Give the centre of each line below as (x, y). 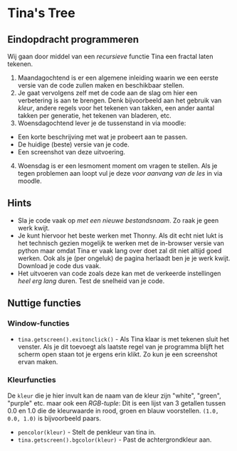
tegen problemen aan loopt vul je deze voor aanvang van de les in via (120, 173)
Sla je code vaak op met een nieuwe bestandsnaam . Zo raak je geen (118, 220)
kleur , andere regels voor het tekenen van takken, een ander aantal (116, 108)
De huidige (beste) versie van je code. (73, 144)
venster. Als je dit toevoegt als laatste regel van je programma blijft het (121, 346)
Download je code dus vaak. (59, 265)
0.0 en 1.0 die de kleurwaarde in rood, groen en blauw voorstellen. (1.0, (113, 410)
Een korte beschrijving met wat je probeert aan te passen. (102, 137)
